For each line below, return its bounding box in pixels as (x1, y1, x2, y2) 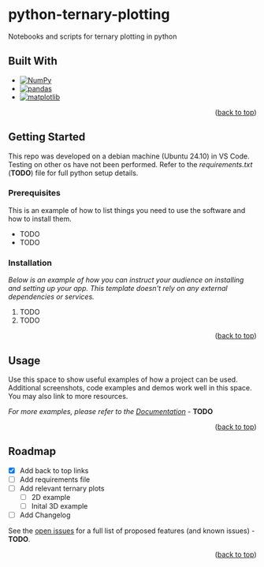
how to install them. (8, 214, 73, 223)
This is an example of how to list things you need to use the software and (8, 205, 246, 214)
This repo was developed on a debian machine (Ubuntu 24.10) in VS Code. (8, 151, 250, 161)
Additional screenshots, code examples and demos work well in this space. (8, 382, 252, 392)
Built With (8, 54, 58, 68)
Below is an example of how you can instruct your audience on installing (8, 275, 244, 285)
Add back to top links (19, 465, 89, 475)
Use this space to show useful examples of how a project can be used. (8, 375, 238, 384)
